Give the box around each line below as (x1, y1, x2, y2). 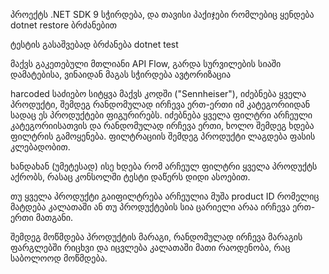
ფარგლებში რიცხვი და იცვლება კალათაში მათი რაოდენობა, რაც (10, 242, 291, 253)
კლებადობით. (10, 141, 71, 153)
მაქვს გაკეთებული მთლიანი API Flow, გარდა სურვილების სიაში (10, 58, 282, 69)
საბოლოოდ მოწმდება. (10, 252, 108, 264)
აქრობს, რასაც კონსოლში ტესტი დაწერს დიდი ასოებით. (10, 171, 251, 183)
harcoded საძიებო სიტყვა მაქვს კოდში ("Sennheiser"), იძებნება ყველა (10, 88, 307, 99)
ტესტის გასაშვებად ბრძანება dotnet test (10, 39, 179, 50)
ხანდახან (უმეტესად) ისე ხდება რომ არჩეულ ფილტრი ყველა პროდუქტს (10, 160, 318, 172)
